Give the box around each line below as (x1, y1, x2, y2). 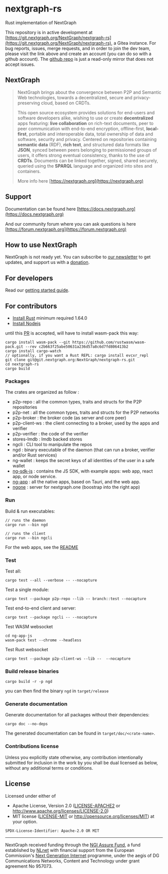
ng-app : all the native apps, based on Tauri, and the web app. (12, 479, 141, 485)
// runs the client (5, 531, 46, 536)
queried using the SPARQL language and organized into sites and (17, 163, 152, 169)
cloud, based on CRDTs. (40, 100, 91, 106)
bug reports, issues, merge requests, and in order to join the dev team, (5, 45, 151, 51)
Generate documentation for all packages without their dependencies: (5, 712, 150, 718)
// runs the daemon (5, 518, 46, 523)
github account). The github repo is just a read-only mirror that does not (5, 56, 154, 62)
